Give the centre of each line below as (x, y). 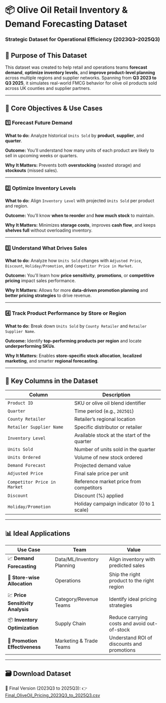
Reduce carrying (128, 618)
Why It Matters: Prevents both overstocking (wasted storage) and (73, 165)
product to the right (131, 580)
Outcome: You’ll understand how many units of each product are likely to (80, 150)
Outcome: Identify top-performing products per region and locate (73, 341)
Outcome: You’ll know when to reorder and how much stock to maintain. (80, 215)
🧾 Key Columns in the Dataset (52, 381)
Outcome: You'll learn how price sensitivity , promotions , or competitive (80, 276)
